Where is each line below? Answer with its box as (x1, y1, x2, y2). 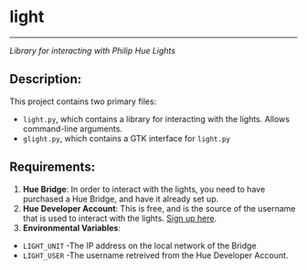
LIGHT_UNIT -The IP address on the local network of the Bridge (22, 240, 258, 251)
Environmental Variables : (22, 222, 122, 234)
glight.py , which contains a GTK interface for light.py (22, 132, 231, 143)
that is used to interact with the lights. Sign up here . (22, 213, 217, 223)
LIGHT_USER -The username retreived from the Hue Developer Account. (22, 249, 289, 261)
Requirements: (9, 160, 96, 175)
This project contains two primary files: (9, 96, 157, 107)
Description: (9, 71, 82, 88)
